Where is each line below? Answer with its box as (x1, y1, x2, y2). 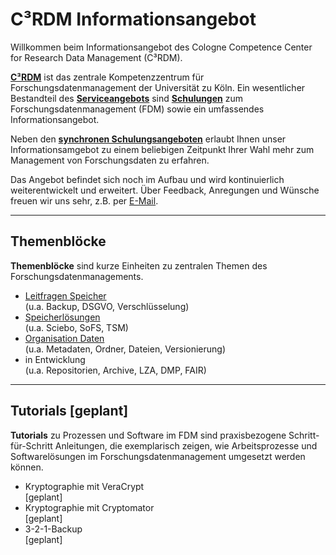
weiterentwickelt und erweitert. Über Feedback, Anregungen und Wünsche (10, 184, 320, 196)
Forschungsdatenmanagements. (10, 270, 144, 282)
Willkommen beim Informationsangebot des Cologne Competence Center (10, 41, 313, 53)
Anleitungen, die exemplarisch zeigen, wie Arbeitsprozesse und (54, 439, 318, 452)
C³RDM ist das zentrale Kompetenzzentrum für (10, 71, 205, 83)
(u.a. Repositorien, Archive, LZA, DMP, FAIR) (24, 364, 207, 376)
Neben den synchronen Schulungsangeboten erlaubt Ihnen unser (10, 133, 287, 145)
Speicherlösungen (24, 311, 101, 323)
